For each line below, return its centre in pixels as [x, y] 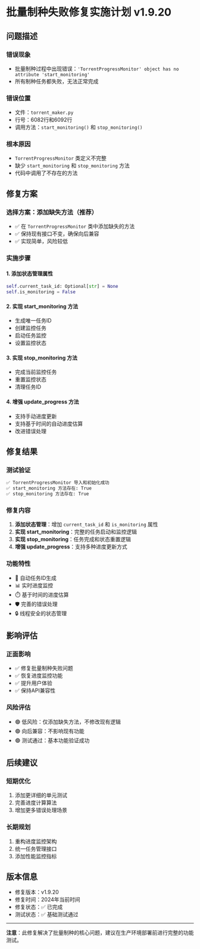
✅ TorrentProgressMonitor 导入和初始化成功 [58, 483]
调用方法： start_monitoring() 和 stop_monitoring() [79, 127]
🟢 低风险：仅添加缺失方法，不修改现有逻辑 [68, 721]
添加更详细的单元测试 [41, 795]
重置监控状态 [30, 380]
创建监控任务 [30, 328]
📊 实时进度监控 [34, 585]
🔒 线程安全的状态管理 [41, 613]
